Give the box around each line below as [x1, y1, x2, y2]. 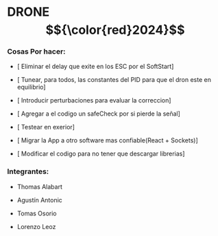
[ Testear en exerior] [16, 123, 75, 131]
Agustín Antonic [16, 195, 63, 204]
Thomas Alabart [16, 182, 63, 191]
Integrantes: [7, 167, 49, 176]
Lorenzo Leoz [16, 222, 56, 230]
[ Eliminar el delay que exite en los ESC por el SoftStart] [16, 63, 174, 71]
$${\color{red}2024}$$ [45, 22, 185, 38]
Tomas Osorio [16, 209, 57, 217]
